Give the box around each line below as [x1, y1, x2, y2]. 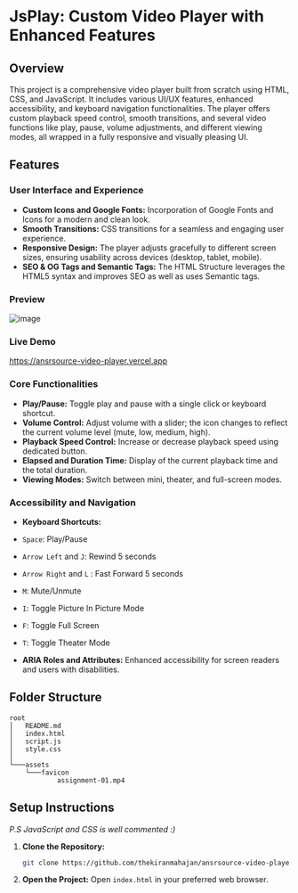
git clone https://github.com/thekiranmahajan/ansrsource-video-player [21, 858, 294, 867]
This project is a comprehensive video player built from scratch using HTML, [9, 85, 290, 94]
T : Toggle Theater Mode [21, 637, 111, 648]
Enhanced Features [9, 25, 156, 45]
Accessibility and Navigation [9, 496, 136, 509]
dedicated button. [21, 446, 88, 456]
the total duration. [21, 464, 88, 475]
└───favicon [25, 768, 69, 777]
